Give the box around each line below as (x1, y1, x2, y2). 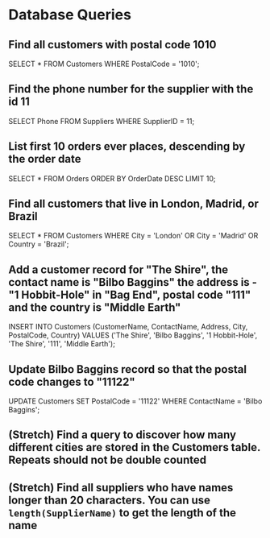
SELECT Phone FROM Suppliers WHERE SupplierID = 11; (8, 116, 195, 126)
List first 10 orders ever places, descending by (8, 139, 246, 154)
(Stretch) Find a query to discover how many (8, 428, 236, 442)
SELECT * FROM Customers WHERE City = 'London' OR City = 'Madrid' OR (8, 231, 259, 241)
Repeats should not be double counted (8, 453, 207, 467)
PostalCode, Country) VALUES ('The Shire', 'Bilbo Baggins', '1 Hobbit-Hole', (8, 330, 258, 340)
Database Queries (8, 6, 131, 24)
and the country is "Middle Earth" (8, 300, 181, 314)
